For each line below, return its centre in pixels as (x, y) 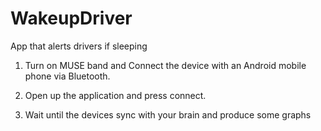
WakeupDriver (71, 18)
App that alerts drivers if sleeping (79, 46)
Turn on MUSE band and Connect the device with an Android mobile (165, 65)
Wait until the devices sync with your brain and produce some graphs (168, 114)
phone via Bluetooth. (67, 76)
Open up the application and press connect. (115, 95)
